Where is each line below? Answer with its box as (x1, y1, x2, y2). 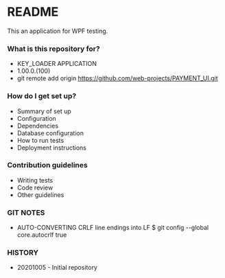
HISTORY (7, 248, 39, 257)
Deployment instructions (16, 143, 87, 152)
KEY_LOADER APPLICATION (16, 60, 97, 68)
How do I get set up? (7, 91, 77, 101)
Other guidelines (16, 190, 64, 199)
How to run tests (16, 136, 64, 144)
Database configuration (16, 128, 84, 137)
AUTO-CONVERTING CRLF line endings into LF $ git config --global (16, 224, 209, 232)
